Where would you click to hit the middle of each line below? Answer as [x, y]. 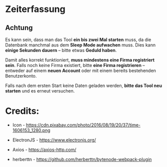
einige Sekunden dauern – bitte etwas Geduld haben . [61, 50]
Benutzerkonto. [21, 76]
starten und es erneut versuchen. [40, 91]
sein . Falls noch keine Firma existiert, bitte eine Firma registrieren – [75, 65]
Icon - [18, 125]
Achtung [19, 28]
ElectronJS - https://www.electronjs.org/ [54, 140]
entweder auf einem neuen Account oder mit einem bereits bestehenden [81, 70]
